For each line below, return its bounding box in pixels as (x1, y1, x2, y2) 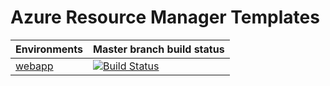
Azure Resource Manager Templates (10, 6, 320, 29)
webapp (15, 59, 54, 73)
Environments (15, 42, 84, 56)
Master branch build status (93, 42, 225, 56)
